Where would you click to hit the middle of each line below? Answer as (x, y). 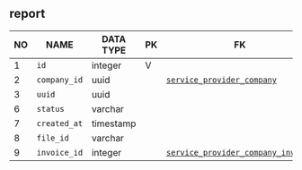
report (27, 14)
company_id (60, 80)
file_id (53, 138)
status (50, 109)
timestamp (114, 123)
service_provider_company (221, 80)
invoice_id (60, 152)
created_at (60, 123)
